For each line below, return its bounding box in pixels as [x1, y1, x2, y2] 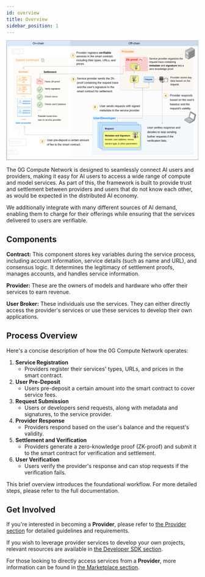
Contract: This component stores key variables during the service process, [6, 250, 196, 258]
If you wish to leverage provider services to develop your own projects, [6, 539, 185, 547]
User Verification [15, 456, 60, 463]
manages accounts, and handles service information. [6, 270, 140, 277]
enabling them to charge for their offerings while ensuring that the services [6, 210, 195, 218]
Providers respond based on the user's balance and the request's [24, 423, 190, 431]
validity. [24, 430, 45, 437]
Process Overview [6, 331, 78, 341]
